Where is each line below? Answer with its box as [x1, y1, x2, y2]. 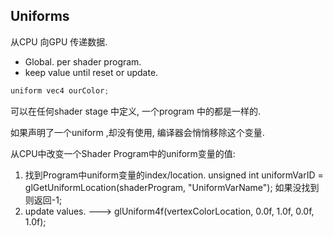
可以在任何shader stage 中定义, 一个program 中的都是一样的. [10, 105, 261, 117]
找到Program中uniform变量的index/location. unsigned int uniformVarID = [24, 169, 324, 181]
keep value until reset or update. [24, 66, 159, 78]
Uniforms [10, 8, 70, 25]
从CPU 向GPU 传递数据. [10, 35, 108, 48]
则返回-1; [24, 194, 63, 206]
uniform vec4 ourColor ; [10, 85, 110, 96]
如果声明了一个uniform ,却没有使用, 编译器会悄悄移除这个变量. [10, 126, 265, 138]
